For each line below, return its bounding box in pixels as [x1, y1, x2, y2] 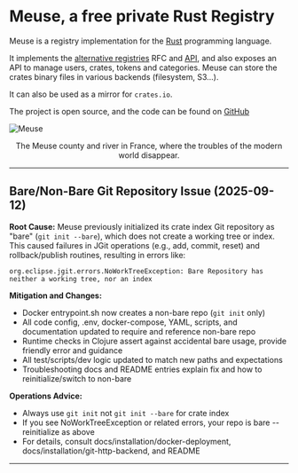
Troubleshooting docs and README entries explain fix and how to [21, 364, 263, 374]
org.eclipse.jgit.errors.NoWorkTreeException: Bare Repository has [9, 266, 264, 276]
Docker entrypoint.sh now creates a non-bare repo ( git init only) [21, 307, 266, 318]
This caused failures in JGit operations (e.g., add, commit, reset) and [9, 240, 260, 250]
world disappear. [118, 149, 180, 161]
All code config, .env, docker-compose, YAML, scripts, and [21, 317, 238, 327]
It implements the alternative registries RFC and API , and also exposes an [9, 52, 278, 63]
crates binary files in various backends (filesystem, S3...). [9, 71, 219, 82]
